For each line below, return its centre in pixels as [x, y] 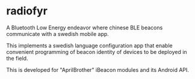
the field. [17, 58]
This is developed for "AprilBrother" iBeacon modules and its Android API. [98, 69]
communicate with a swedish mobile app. [58, 34]
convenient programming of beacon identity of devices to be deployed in [97, 51]
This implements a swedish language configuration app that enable [89, 45]
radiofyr [27, 11]
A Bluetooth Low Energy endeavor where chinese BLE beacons [85, 28]
